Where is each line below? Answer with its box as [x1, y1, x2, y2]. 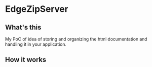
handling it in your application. [5, 41, 67, 47]
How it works [5, 56, 46, 64]
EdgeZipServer [5, 3, 69, 15]
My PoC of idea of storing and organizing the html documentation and [5, 36, 148, 42]
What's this [5, 23, 41, 32]
